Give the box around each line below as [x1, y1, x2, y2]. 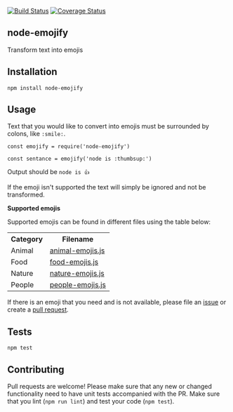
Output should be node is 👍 [7, 168, 90, 176]
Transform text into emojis [7, 46, 84, 54]
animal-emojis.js [49, 246, 105, 255]
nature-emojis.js [49, 269, 105, 279]
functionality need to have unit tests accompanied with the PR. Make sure [7, 390, 220, 398]
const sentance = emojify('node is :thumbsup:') [7, 155, 152, 163]
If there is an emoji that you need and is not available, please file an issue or [7, 298, 227, 307]
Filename [62, 234, 94, 244]
